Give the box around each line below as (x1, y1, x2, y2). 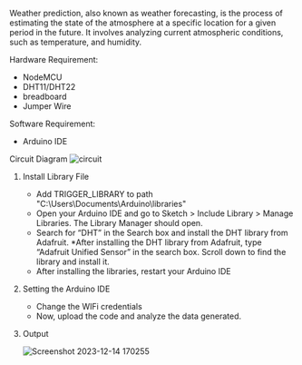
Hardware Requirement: (9, 54, 99, 64)
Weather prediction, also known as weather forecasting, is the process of (9, 8, 284, 18)
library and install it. (35, 256, 111, 267)
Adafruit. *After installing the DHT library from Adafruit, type (35, 237, 262, 248)
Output (22, 329, 49, 339)
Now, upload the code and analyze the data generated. (35, 311, 242, 321)
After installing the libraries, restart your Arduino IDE (35, 266, 231, 276)
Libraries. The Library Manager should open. (35, 218, 203, 228)
